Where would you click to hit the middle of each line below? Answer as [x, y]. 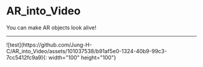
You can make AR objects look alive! [51, 28]
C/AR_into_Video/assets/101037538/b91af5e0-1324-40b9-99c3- [87, 51]
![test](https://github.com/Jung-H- [49, 45]
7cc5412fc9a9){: [27, 57]
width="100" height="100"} [82, 57]
